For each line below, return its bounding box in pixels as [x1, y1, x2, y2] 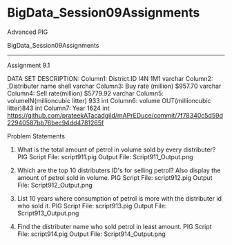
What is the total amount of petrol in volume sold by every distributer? [17, 145, 216, 154]
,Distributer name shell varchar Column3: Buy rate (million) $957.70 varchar [7, 82, 222, 90]
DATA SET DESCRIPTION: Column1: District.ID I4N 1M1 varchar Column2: [7, 74, 213, 82]
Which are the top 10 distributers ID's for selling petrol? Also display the [17, 166, 221, 174]
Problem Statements [7, 131, 66, 140]
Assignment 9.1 [7, 61, 50, 69]
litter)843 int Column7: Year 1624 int [7, 104, 110, 112]
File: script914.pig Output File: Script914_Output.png [17, 230, 166, 238]
